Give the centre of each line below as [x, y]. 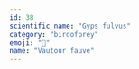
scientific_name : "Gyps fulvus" [70, 26]
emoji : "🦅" [30, 43]
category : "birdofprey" [54, 34]
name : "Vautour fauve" [52, 51]
